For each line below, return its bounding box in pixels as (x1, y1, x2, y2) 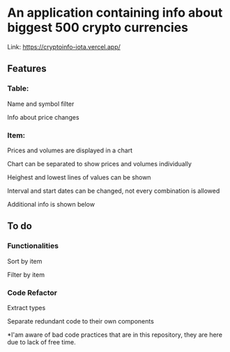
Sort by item (7, 257, 43, 265)
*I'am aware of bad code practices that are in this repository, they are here (7, 330, 223, 339)
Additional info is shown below (7, 200, 95, 208)
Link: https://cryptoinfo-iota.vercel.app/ (7, 42, 121, 51)
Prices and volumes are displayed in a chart (7, 146, 133, 154)
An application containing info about (7, 5, 223, 21)
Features (7, 63, 47, 74)
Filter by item (7, 270, 45, 279)
